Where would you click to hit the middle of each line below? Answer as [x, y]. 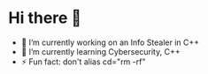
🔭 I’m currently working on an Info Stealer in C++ [110, 42]
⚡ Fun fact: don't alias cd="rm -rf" [83, 62]
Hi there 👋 [45, 18]
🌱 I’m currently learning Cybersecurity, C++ [100, 51]
